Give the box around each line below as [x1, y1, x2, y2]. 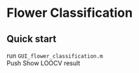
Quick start [6, 33, 57, 45]
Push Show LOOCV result [6, 59, 81, 67]
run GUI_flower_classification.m [6, 51, 103, 60]
